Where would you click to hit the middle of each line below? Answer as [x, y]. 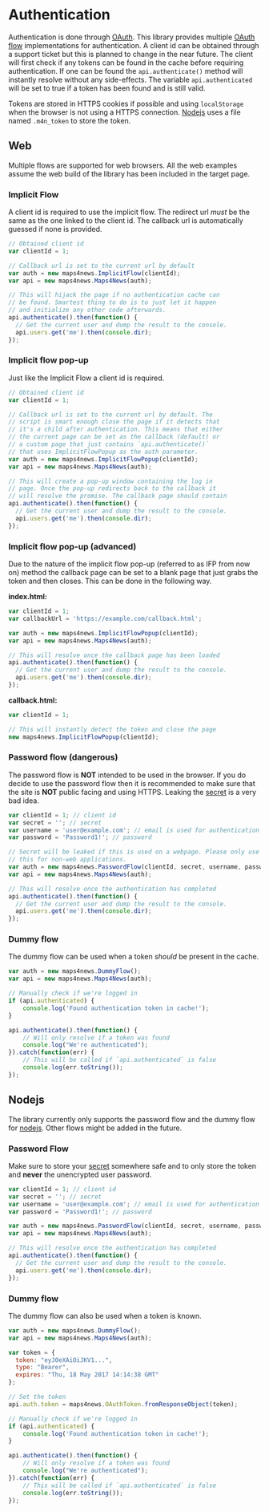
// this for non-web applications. [68, 860]
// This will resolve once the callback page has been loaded [114, 655]
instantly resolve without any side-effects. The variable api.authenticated [130, 79]
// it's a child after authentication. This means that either [116, 430]
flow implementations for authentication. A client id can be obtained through [134, 45]
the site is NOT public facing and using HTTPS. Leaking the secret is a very [132, 792]
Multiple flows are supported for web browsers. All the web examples [123, 165]
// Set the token [37, 1397]
